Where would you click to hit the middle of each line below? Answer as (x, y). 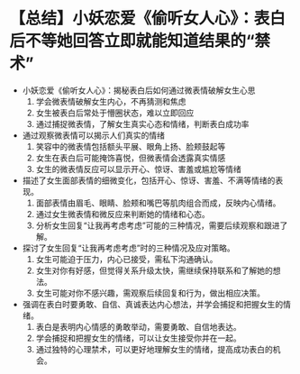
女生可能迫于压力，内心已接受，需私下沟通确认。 (127, 259)
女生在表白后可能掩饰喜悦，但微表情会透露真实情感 (131, 158)
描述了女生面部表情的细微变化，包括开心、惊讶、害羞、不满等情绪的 (149, 180)
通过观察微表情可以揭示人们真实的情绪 (93, 135)
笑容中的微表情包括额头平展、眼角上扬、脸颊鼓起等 (131, 146)
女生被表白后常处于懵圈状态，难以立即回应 (115, 113)
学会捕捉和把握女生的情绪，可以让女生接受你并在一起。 (138, 338)
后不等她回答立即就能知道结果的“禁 (140, 41)
